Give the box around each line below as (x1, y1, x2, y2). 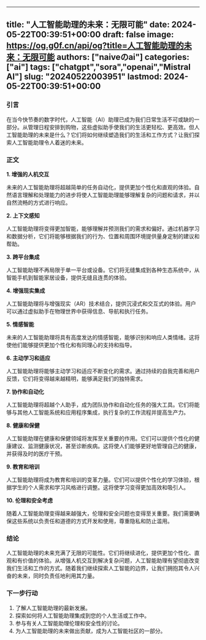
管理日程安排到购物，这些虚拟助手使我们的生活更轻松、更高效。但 (27, 123, 194, 130)
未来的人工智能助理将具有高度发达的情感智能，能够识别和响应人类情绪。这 (6, 333, 194, 341)
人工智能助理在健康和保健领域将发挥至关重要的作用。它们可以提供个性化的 (6, 434, 194, 442)
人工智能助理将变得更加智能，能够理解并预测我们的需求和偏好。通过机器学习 (6, 225, 200, 232)
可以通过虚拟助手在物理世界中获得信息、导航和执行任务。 (6, 307, 151, 315)
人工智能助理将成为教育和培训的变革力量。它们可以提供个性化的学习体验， (6, 476, 194, 483)
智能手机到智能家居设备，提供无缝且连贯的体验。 (6, 274, 130, 281)
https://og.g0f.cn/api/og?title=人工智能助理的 (6, 40, 184, 51)
